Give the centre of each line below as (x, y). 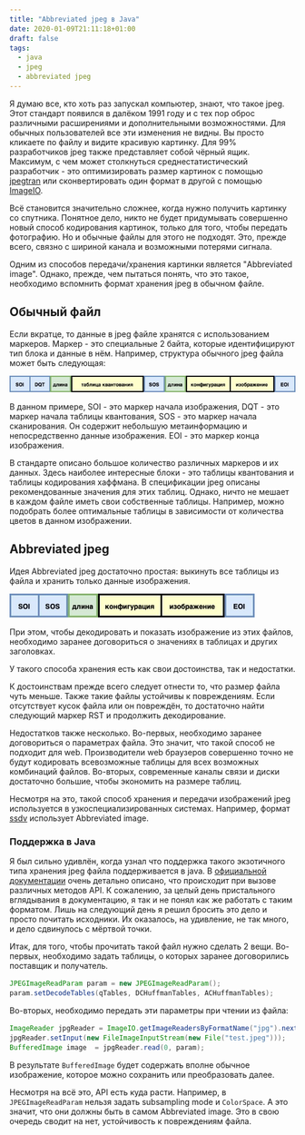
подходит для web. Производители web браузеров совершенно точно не (152, 752)
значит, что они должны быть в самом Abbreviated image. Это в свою (144, 1111)
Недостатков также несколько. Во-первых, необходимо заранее (136, 733)
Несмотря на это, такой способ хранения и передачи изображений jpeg (150, 798)
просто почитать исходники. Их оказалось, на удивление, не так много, (149, 919)
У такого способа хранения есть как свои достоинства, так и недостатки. (152, 668)
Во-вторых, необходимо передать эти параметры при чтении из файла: (149, 1010)
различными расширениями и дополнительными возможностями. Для (148, 123)
